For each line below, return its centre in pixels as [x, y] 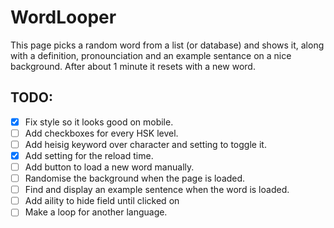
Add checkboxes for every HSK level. [101, 133]
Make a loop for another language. [96, 212]
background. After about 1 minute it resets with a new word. [133, 66]
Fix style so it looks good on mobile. [99, 122]
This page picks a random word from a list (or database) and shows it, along [167, 45]
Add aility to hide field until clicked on [102, 201]
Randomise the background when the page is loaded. [135, 178]
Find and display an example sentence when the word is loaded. [157, 190]
